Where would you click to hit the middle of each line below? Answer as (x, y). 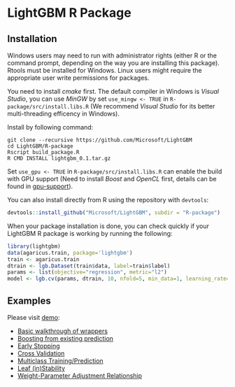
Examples (29, 301)
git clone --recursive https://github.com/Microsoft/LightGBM (100, 140)
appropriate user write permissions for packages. (78, 78)
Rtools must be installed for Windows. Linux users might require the (105, 70)
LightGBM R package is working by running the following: (90, 233)
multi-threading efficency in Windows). (64, 114)
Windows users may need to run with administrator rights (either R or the (112, 55)
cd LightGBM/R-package (40, 146)
